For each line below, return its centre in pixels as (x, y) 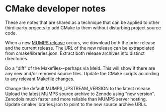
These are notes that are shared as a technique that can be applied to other (83, 22)
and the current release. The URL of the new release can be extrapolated (80, 48)
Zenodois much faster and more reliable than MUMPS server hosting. (76, 99)
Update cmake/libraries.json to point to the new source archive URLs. (76, 104)
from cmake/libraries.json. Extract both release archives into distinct (75, 53)
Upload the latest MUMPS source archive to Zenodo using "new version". (80, 94)
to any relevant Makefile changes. (40, 79)
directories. (17, 58)
